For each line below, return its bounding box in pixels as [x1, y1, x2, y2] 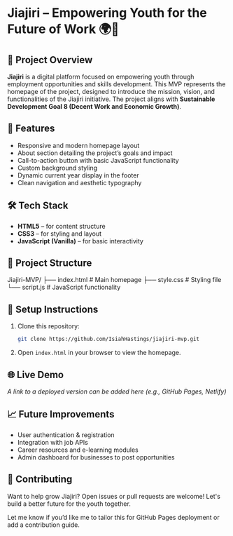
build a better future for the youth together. [7, 500, 131, 508]
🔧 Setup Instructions [7, 303, 99, 315]
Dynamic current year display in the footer [17, 170, 139, 180]
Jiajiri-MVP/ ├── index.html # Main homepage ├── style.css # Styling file [7, 276, 222, 284]
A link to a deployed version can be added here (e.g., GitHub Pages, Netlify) [7, 387, 227, 396]
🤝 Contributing [7, 474, 73, 485]
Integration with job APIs [17, 438, 89, 446]
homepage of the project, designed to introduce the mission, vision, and [7, 88, 216, 95]
